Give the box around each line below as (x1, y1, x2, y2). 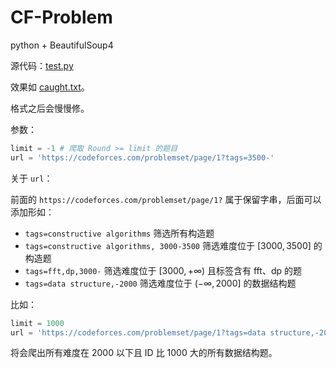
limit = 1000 (10, 318, 65, 328)
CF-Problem (10, 6, 113, 29)
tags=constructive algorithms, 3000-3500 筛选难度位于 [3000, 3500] (24, 239, 312, 251)
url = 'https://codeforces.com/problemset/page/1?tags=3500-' (10, 152, 275, 163)
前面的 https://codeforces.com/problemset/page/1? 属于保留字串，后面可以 (10, 193, 322, 205)
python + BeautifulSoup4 (10, 39, 114, 51)
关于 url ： (10, 172, 53, 184)
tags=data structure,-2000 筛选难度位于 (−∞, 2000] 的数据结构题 (24, 277, 297, 289)
